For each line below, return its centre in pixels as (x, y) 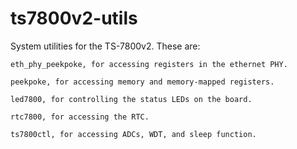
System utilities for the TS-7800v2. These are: (105, 46)
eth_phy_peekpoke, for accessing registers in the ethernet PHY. (149, 64)
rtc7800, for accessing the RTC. (80, 117)
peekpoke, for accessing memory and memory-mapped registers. (142, 82)
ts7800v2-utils (74, 18)
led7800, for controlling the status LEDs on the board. (131, 99)
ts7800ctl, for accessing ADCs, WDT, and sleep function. (133, 134)
